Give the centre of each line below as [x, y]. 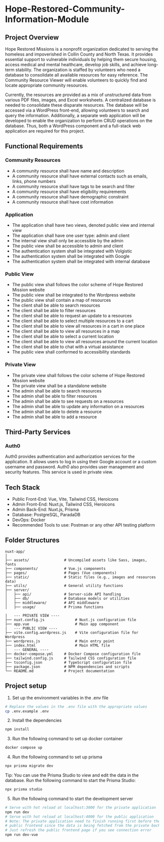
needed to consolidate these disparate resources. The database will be [76, 105]
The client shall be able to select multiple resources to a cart [73, 321]
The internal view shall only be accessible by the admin [68, 240]
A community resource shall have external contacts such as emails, [80, 176]
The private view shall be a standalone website [59, 386]
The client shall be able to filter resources [54, 311]
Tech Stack [22, 487]
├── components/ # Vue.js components [55, 568]
